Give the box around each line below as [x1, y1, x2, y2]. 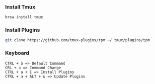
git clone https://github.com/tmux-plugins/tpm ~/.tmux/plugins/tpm [5, 38, 150, 43]
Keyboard [5, 50, 30, 57]
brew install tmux [5, 15, 43, 20]
